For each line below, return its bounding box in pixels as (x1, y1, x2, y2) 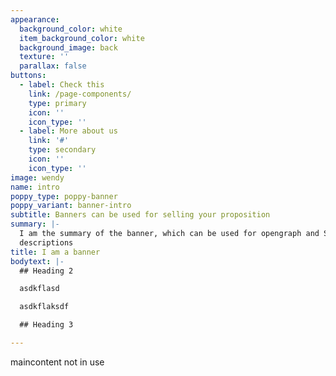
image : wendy (10, 172, 65, 183)
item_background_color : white (19, 33, 145, 43)
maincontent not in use (10, 356, 105, 368)
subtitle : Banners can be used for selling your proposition (10, 210, 271, 220)
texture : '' (19, 52, 70, 62)
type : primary (28, 98, 87, 108)
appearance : (10, 14, 60, 25)
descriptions (19, 237, 74, 248)
